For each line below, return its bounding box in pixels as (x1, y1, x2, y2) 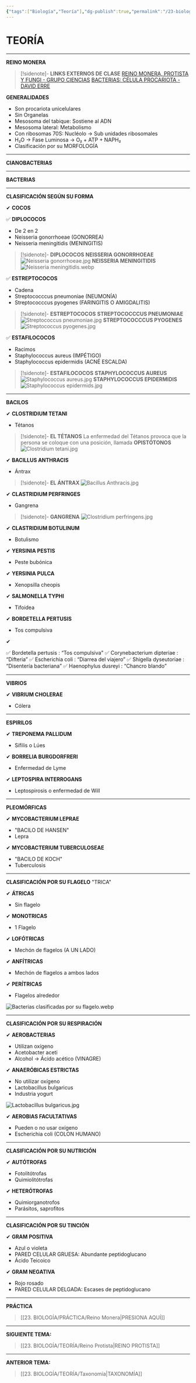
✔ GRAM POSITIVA (6, 1233, 54, 1240)
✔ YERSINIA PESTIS (6, 547, 55, 554)
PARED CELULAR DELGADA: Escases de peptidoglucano (14, 1285, 150, 1293)
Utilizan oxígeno (14, 1043, 54, 1050)
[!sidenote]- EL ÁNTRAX (20, 479, 80, 486)
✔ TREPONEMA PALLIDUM (6, 730, 72, 737)
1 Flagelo (14, 924, 36, 931)
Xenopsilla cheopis (14, 581, 60, 588)
